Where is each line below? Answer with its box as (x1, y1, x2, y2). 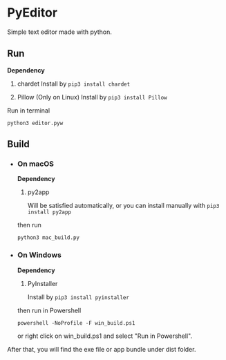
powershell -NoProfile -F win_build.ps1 (17, 319, 135, 326)
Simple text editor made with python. (7, 28, 112, 36)
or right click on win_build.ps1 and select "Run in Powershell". (17, 332, 192, 340)
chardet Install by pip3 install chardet (17, 79, 131, 88)
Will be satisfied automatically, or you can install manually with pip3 (27, 202, 220, 210)
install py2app (27, 209, 71, 216)
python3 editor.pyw (7, 120, 64, 126)
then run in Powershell (17, 306, 82, 314)
